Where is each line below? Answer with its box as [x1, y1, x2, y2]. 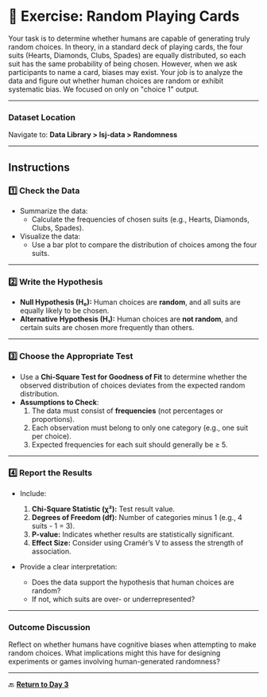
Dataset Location [8, 112, 75, 123]
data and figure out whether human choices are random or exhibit [8, 76, 224, 85]
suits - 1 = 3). [31, 521, 75, 530]
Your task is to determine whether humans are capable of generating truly [8, 33, 250, 43]
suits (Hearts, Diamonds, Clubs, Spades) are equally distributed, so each [8, 50, 246, 60]
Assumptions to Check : [19, 397, 99, 407]
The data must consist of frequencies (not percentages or [31, 406, 223, 415]
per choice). [31, 431, 72, 441]
